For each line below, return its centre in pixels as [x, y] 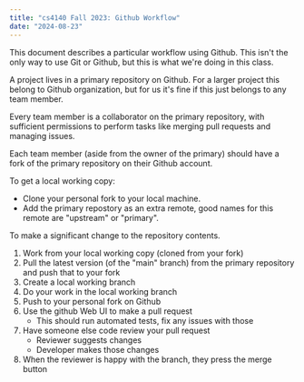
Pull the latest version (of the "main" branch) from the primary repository [158, 262]
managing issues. [42, 136]
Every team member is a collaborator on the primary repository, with [137, 116]
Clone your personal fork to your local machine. [112, 198]
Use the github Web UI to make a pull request [108, 311]
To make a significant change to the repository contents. [115, 235]
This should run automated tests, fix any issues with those [145, 320]
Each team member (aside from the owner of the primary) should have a [144, 153]
